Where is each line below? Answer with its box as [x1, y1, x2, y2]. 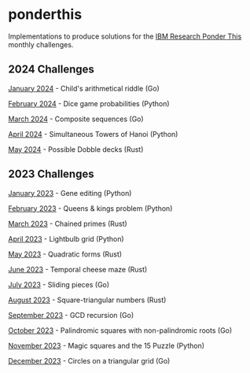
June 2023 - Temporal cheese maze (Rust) [8, 264, 148, 274]
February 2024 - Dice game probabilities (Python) [8, 98, 171, 108]
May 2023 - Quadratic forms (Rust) [8, 249, 123, 259]
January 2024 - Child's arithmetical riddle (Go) [8, 83, 160, 93]
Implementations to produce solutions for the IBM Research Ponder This [8, 31, 242, 41]
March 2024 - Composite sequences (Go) [8, 114, 144, 124]
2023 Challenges [8, 168, 94, 181]
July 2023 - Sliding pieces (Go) [8, 279, 110, 289]
